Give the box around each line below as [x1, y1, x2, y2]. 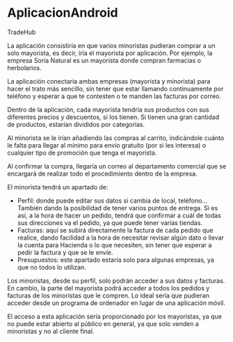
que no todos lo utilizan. [17, 263, 87, 271]
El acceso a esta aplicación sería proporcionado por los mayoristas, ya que [7, 312, 223, 320]
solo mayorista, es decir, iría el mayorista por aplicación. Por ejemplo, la [7, 49, 213, 57]
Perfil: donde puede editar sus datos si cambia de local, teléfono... [17, 196, 207, 205]
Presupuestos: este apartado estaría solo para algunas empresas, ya [17, 256, 214, 264]
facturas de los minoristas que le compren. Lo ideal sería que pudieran [7, 291, 210, 300]
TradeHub [7, 28, 36, 36]
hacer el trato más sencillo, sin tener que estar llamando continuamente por [7, 84, 224, 93]
